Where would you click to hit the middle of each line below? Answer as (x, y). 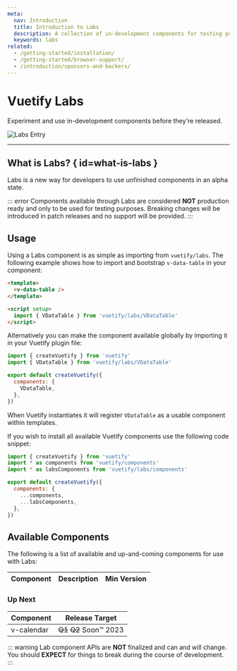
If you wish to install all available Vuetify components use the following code (118, 436)
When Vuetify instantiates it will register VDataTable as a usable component (116, 415)
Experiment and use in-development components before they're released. (115, 121)
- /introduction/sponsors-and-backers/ (72, 66)
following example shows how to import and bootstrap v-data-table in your (117, 263)
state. (16, 187)
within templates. (32, 422)
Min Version (126, 579)
